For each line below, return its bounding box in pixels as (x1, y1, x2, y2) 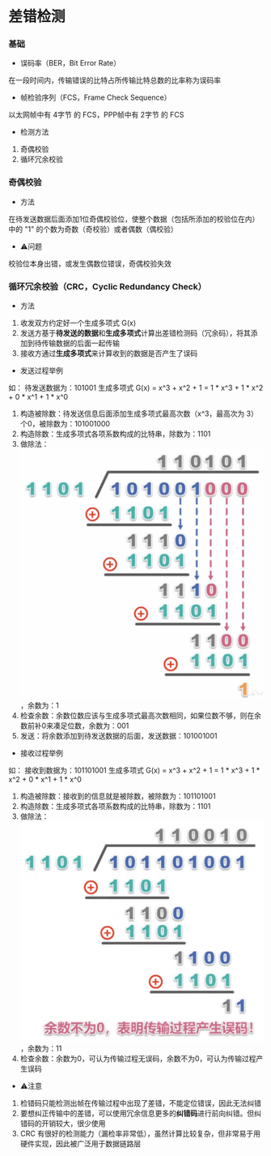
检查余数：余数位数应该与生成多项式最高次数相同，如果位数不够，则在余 (19, 710, 261, 720)
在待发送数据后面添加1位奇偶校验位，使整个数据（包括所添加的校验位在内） (8, 214, 260, 224)
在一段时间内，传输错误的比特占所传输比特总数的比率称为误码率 (8, 75, 221, 85)
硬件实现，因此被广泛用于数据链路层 (19, 1138, 142, 1148)
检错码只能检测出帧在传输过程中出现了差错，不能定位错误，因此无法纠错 (19, 1098, 261, 1107)
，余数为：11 (19, 1043, 62, 1053)
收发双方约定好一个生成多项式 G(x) (19, 318, 137, 328)
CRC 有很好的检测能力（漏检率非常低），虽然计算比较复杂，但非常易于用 (19, 1128, 261, 1138)
